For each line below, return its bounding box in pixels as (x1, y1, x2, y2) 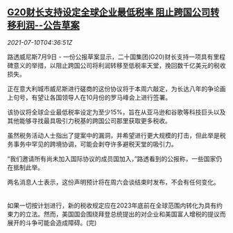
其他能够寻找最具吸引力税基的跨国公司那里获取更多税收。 (7, 116, 171, 124)
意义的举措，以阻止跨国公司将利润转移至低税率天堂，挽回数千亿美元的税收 (12, 61, 226, 69)
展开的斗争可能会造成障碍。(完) (7, 218, 97, 227)
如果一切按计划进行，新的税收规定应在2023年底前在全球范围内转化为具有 (7, 201, 217, 209)
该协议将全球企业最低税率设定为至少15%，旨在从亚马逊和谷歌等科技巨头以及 (7, 108, 226, 116)
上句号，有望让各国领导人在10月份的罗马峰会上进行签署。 (7, 93, 172, 102)
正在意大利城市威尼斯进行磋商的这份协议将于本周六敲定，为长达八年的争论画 (7, 84, 226, 93)
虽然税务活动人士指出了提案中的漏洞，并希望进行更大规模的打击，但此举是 (7, 131, 220, 140)
